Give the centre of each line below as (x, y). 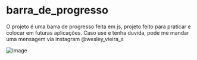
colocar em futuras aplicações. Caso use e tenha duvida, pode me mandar (98, 32)
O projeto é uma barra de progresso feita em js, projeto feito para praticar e (99, 26)
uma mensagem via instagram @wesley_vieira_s (65, 39)
